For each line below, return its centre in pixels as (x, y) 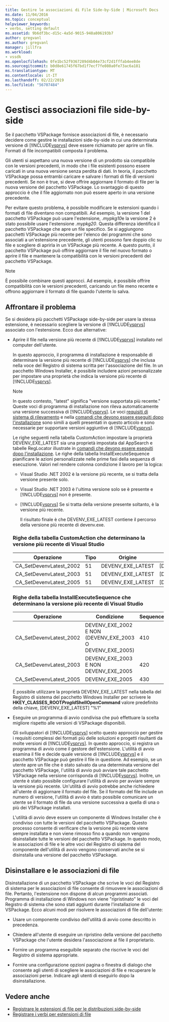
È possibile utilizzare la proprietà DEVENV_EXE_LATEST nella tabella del (87, 691)
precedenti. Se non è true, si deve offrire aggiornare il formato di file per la (82, 181)
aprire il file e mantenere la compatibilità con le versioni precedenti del (78, 255)
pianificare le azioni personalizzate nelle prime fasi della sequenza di (84, 459)
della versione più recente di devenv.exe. (62, 525)
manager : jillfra (23, 47)
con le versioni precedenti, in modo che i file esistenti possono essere (77, 166)
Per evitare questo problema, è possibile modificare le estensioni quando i (82, 208)
